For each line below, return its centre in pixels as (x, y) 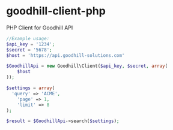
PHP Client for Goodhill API (40, 28)
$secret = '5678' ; (29, 50)
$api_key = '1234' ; (31, 44)
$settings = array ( (31, 88)
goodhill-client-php (56, 11)
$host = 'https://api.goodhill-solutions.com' (65, 55)
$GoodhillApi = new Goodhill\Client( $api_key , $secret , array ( (87, 66)
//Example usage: (28, 38)
